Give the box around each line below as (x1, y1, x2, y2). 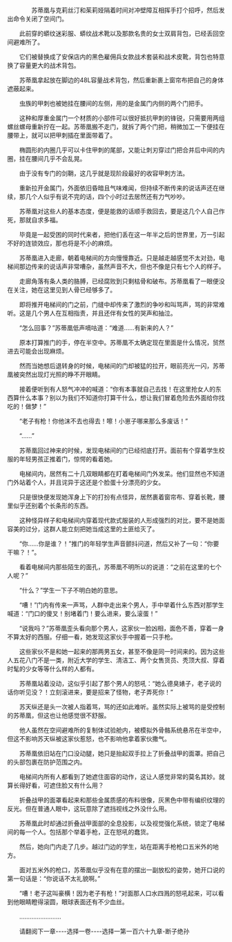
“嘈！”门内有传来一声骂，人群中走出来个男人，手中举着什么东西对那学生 (19, 601, 224, 609)
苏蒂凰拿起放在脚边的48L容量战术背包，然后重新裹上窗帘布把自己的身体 (19, 76, 224, 84)
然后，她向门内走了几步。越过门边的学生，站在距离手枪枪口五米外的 (19, 843, 213, 851)
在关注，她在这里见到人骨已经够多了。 (7, 286, 116, 294)
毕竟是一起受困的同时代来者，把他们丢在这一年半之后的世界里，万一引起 (19, 231, 225, 238)
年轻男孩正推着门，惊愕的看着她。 (19, 455, 116, 463)
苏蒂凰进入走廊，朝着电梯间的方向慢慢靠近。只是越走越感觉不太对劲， (19, 254, 219, 262)
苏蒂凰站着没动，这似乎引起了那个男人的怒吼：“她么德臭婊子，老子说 (19, 680, 216, 687)
